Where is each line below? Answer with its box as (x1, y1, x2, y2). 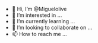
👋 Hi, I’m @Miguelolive (11, 6, 67, 12)
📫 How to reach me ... (11, 31, 67, 37)
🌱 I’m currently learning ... (11, 18, 75, 24)
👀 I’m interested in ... (11, 12, 62, 19)
